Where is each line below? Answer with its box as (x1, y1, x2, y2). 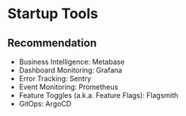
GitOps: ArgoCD (18, 99, 72, 108)
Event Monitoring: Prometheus (18, 82, 119, 92)
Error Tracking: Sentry (18, 74, 92, 83)
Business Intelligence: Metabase (18, 57, 125, 66)
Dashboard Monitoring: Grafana (18, 65, 123, 75)
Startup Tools (7, 5, 99, 23)
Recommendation (7, 36, 97, 50)
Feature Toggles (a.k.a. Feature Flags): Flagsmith (18, 91, 179, 99)
